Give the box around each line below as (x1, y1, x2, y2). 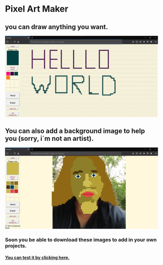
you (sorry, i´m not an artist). (5, 134, 94, 143)
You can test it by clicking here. (5, 254, 70, 260)
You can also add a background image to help (5, 127, 145, 135)
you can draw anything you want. (5, 23, 108, 31)
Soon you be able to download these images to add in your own (5, 236, 157, 243)
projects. (5, 243, 27, 249)
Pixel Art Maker (5, 3, 69, 15)
